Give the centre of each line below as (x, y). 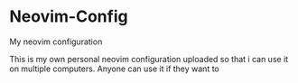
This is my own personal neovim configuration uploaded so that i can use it (149, 59)
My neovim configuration (56, 41)
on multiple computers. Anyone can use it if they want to (114, 69)
